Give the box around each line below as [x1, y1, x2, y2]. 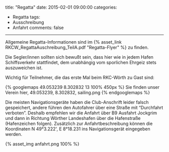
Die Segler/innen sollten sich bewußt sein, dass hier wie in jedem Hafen [5, 54, 153, 60]
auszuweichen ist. [5, 65, 43, 71]
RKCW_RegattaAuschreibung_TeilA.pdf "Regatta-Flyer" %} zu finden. [5, 45, 149, 50]
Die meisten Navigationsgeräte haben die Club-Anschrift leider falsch [5, 99, 149, 105]
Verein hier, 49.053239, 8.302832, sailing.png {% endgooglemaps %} [5, 90, 150, 95]
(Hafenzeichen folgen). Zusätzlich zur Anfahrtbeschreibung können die [5, 120, 153, 126]
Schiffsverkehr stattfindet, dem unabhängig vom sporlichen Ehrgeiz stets [5, 60, 157, 65]
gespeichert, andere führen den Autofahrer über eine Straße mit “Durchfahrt [5, 105, 163, 110]
